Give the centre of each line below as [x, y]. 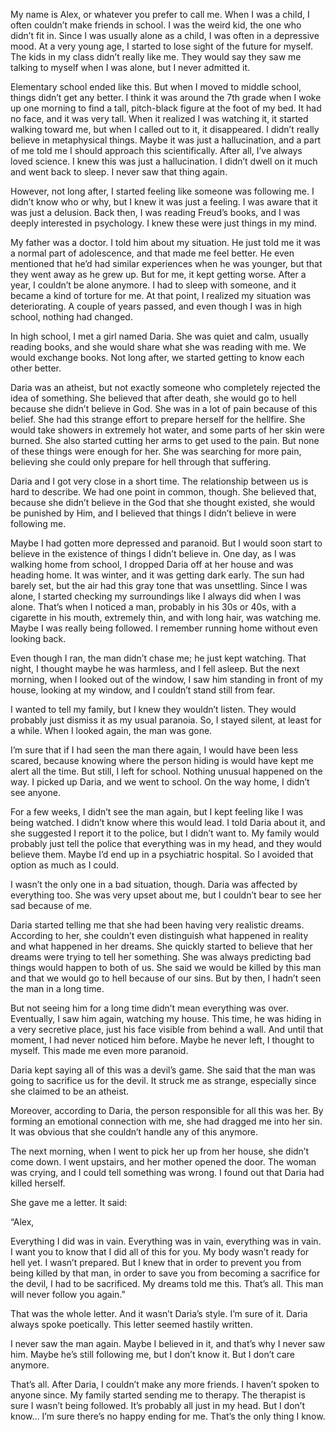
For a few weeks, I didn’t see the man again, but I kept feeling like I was [157, 812]
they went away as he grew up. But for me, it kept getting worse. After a [158, 274]
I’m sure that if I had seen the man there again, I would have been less [154, 750]
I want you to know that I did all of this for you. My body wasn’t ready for [160, 1252]
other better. [36, 368]
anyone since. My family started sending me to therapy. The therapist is [158, 1395]
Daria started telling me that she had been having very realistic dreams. [157, 925]
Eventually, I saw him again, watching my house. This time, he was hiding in [166, 1018]
